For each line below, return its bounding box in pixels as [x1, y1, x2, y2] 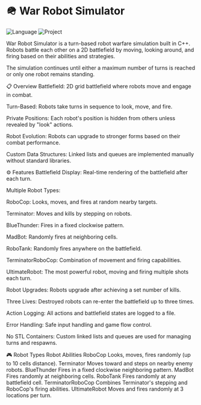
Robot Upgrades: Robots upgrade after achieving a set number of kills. [6, 286, 181, 293]
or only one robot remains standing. [6, 70, 95, 78]
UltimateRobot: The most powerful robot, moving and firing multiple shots [6, 268, 189, 275]
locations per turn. [6, 391, 52, 399]
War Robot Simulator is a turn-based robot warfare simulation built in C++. [6, 40, 191, 47]
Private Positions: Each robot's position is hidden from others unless [6, 114, 176, 121]
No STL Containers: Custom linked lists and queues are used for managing [6, 332, 191, 340]
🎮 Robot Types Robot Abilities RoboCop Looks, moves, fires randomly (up [6, 351, 191, 358]
